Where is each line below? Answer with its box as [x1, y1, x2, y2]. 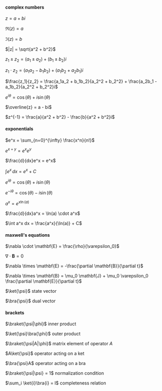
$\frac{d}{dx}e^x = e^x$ [5, 158, 56, 164]
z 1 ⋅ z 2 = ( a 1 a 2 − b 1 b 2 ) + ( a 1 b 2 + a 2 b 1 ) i [5, 67, 84, 74]
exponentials [5, 126, 34, 132]
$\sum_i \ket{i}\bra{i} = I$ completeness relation [5, 380, 106, 386]
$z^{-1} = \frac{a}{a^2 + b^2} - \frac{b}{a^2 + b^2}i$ [5, 114, 115, 120]
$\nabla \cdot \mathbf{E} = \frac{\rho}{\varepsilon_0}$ [5, 243, 120, 249]
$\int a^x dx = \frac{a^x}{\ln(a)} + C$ [5, 220, 83, 226]
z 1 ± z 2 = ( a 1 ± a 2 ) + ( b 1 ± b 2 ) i [5, 56, 67, 63]
